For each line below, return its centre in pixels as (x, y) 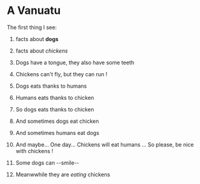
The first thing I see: (32, 27)
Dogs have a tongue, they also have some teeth (75, 62)
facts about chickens (42, 51)
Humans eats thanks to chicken (55, 97)
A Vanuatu (34, 11)
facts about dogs (37, 39)
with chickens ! (34, 151)
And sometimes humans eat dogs (57, 133)
